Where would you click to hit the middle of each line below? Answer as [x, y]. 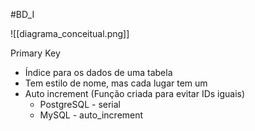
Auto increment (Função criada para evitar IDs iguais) [135, 93]
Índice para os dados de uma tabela [98, 72]
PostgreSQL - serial [80, 104]
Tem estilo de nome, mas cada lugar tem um [116, 83]
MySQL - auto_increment [91, 115]
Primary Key [35, 53]
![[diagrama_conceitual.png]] [70, 33]
